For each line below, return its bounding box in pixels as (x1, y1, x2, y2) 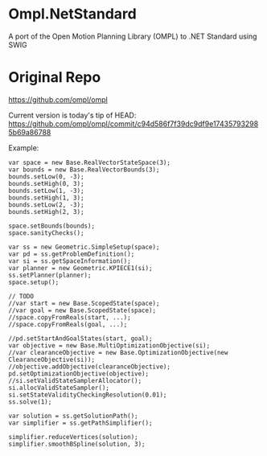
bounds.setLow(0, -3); (8, 172, 84, 181)
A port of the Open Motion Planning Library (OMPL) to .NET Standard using (8, 31, 257, 41)
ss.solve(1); (8, 397, 52, 406)
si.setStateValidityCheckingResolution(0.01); (8, 391, 167, 399)
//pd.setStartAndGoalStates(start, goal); (8, 335, 153, 343)
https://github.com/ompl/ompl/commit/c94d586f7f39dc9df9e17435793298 (8, 118, 259, 129)
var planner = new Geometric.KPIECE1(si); (8, 264, 153, 272)
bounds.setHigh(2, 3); (8, 207, 84, 216)
